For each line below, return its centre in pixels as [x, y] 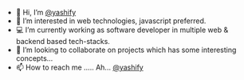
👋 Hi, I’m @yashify [46, 12]
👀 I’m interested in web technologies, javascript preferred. [111, 21]
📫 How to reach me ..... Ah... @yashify [79, 67]
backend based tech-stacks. [63, 41]
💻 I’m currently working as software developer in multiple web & [122, 30]
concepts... [34, 58]
